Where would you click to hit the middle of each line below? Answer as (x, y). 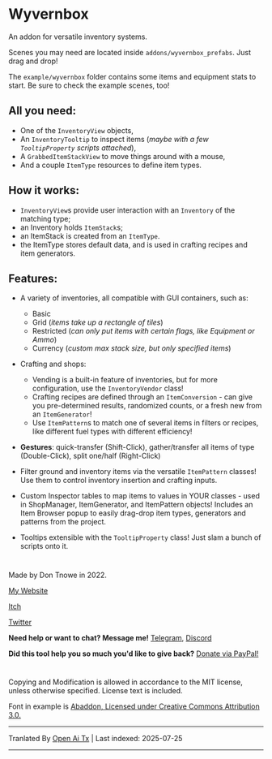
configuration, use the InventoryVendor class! (108, 388)
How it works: (44, 190)
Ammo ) (45, 340)
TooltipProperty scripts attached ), (78, 148)
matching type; (45, 218)
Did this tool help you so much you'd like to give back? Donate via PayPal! (134, 653)
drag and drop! (33, 61)
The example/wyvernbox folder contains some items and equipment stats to (132, 76)
